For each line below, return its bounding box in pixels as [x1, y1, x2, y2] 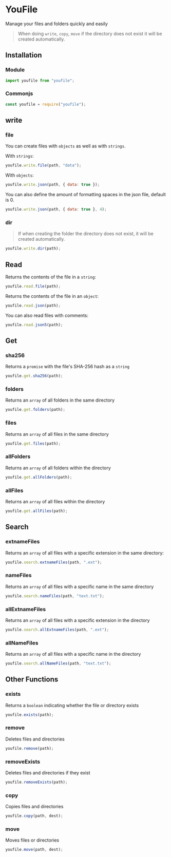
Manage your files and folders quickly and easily [5, 21, 108, 27]
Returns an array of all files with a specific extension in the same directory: [5, 549, 164, 556]
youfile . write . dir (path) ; [5, 246, 61, 251]
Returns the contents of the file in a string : [5, 274, 97, 280]
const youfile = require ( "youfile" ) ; [5, 102, 86, 107]
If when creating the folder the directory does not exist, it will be [17, 231, 154, 237]
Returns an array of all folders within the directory [5, 465, 111, 471]
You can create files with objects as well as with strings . [5, 143, 126, 149]
